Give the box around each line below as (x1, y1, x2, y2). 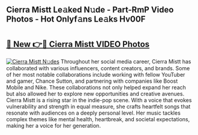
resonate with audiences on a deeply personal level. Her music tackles (6, 109, 181, 116)
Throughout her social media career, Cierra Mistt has (61, 58, 191, 65)
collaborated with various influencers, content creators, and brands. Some (6, 65, 190, 71)
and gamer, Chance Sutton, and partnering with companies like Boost (6, 77, 178, 85)
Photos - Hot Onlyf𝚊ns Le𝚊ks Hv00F (6, 14, 146, 25)
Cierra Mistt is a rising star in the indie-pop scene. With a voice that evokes (6, 97, 192, 104)
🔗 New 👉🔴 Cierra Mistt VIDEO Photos (6, 39, 150, 49)
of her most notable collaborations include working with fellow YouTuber (6, 71, 185, 78)
